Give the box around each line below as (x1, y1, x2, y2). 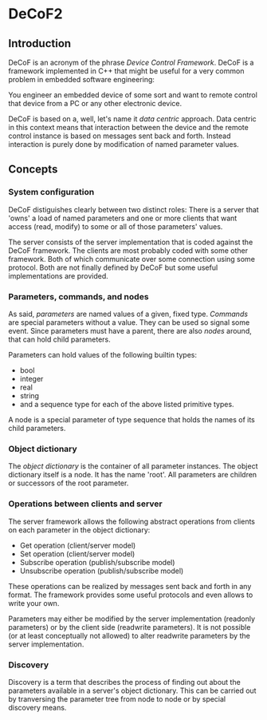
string (19, 390, 40, 400)
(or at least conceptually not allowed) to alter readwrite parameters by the (8, 631, 251, 640)
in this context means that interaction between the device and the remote (8, 123, 249, 132)
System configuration (8, 187, 95, 198)
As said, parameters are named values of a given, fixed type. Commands (8, 309, 249, 318)
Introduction (8, 37, 72, 50)
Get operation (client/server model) (19, 540, 136, 550)
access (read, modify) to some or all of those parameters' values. (8, 221, 223, 231)
